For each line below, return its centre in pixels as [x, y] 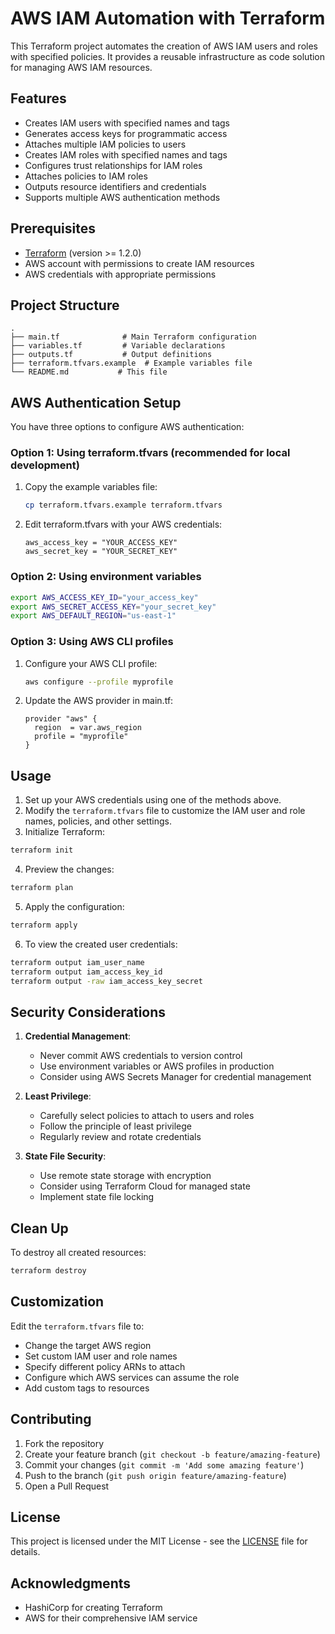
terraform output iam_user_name [77, 962]
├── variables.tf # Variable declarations [118, 346]
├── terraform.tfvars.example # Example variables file [131, 363]
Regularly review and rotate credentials [120, 1137]
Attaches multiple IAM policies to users [105, 144]
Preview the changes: [69, 869]
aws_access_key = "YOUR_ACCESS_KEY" [101, 543]
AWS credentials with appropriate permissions [120, 274]
